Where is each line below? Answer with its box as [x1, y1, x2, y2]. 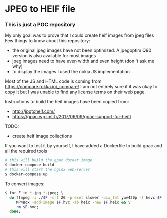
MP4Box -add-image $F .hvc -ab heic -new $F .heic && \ [16, 200, 131, 205]
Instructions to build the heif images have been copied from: [5, 99, 129, 105]
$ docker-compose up [5, 172, 48, 177]
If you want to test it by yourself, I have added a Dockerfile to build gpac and [5, 143, 162, 149]
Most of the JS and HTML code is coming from [5, 78, 102, 84]
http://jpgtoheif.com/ [12, 108, 55, 114]
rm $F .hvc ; [16, 204, 39, 209]
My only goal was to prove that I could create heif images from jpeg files [5, 32, 154, 38]
